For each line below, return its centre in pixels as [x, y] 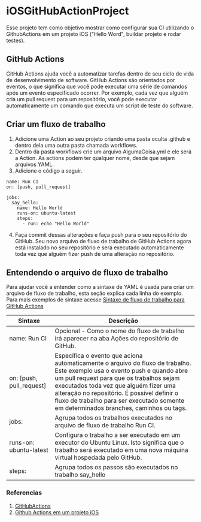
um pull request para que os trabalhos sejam [117, 378]
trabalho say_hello [80, 475]
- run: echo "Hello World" [56, 224]
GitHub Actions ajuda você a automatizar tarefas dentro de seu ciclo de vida [100, 74]
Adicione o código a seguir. [48, 171]
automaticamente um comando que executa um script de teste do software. [100, 105]
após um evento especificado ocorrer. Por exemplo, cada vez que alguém [97, 93]
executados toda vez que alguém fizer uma [115, 386]
